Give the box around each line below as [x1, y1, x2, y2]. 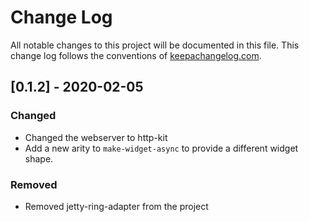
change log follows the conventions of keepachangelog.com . [10, 49, 262, 61]
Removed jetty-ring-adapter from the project [24, 200, 209, 212]
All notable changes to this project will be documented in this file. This [10, 39, 300, 51]
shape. [24, 152, 54, 165]
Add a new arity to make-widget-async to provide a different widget [24, 142, 299, 154]
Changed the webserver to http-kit [24, 131, 168, 143]
